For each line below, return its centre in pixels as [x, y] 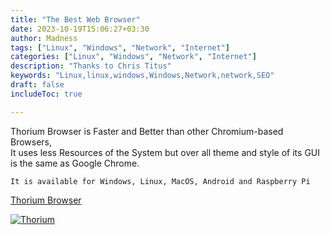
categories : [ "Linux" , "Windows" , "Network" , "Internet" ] [133, 57]
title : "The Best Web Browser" [75, 19]
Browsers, [31, 142]
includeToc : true [46, 94]
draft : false [37, 85]
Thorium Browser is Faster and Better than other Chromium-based [147, 131]
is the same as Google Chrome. [75, 163]
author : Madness [44, 38]
